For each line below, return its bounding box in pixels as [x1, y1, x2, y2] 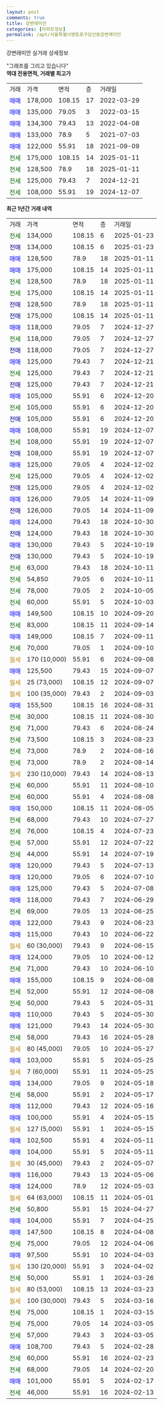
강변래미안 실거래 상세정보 [6, 49, 69, 57]
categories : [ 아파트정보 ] [6, 26, 66, 32]
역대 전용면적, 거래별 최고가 [6, 70, 71, 77]
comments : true [6, 15, 45, 21]
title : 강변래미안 [6, 20, 47, 26]
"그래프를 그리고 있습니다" [6, 62, 69, 70]
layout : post [6, 9, 40, 15]
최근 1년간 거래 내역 [6, 205, 53, 213]
